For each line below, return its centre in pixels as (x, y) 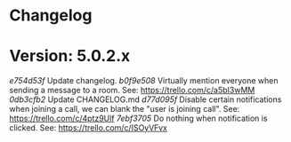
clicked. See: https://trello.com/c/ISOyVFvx (88, 128)
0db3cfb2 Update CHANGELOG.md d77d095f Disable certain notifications (145, 99)
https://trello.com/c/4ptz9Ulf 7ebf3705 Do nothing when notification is (139, 118)
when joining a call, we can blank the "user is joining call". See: (125, 109)
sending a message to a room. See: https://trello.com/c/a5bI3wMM (132, 91)
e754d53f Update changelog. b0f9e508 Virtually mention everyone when (144, 81)
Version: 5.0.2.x (70, 56)
